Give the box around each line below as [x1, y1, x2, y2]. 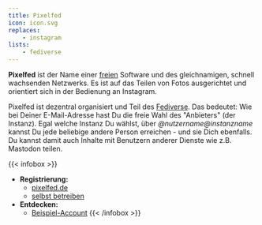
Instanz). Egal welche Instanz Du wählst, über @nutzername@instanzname [8, 119, 253, 128]
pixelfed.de [31, 183, 69, 192]
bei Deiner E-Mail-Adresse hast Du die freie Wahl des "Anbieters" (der [8, 111, 236, 119]
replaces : [8, 26, 41, 34]
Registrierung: [19, 174, 69, 184]
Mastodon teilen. [8, 144, 63, 153]
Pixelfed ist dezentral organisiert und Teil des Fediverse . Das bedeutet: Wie [8, 102, 253, 111]
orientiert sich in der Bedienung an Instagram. [8, 87, 158, 96]
